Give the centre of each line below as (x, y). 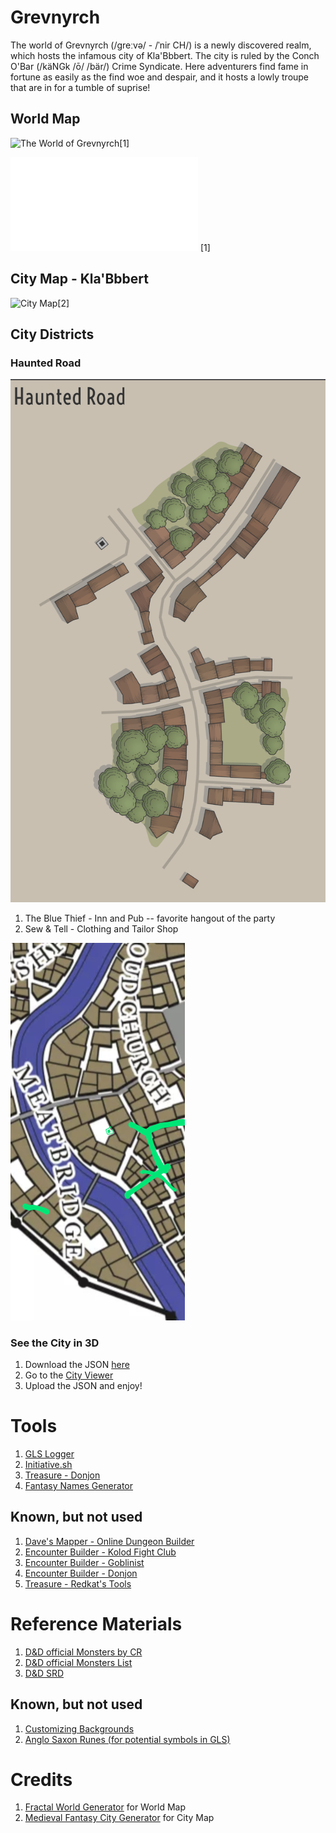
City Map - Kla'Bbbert (79, 279)
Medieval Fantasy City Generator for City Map (119, 1818)
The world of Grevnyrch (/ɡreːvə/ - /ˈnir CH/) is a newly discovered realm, (161, 45)
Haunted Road (46, 363)
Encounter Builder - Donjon (81, 1573)
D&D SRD (44, 1673)
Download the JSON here (77, 1364)
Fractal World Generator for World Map (105, 1807)
